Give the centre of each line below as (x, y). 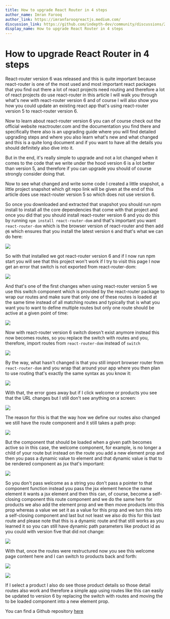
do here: (14, 237)
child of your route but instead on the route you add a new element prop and (85, 453)
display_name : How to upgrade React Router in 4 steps (64, 29)
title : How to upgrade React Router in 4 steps (56, 10)
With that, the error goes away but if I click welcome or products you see (81, 393)
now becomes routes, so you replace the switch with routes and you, (77, 338)
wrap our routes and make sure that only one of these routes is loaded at (81, 297)
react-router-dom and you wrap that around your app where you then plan (83, 368)
